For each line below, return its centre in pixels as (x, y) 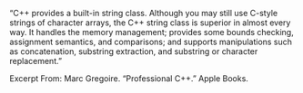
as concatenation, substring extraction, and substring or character (134, 51)
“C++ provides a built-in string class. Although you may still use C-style (144, 13)
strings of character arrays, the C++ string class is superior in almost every (150, 23)
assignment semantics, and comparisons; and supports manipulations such (151, 42)
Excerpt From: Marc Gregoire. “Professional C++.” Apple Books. (129, 79)
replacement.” (35, 61)
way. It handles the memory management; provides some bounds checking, (151, 32)
